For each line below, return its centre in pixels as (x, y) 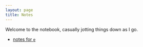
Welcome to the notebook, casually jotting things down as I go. (72, 29)
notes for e (24, 39)
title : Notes (19, 15)
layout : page (19, 10)
